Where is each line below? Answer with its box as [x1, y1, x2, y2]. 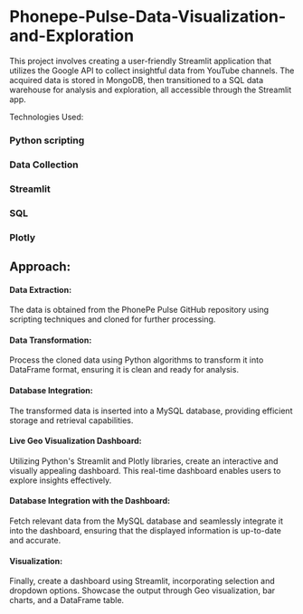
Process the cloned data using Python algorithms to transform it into [9, 354, 264, 365]
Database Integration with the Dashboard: [9, 496, 170, 506]
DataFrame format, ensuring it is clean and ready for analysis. [9, 364, 240, 375]
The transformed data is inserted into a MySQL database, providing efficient [9, 405, 293, 416]
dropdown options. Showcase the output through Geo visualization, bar [9, 585, 276, 596]
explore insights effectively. [9, 475, 112, 486]
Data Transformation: [9, 335, 92, 345]
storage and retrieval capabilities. [9, 414, 134, 426]
